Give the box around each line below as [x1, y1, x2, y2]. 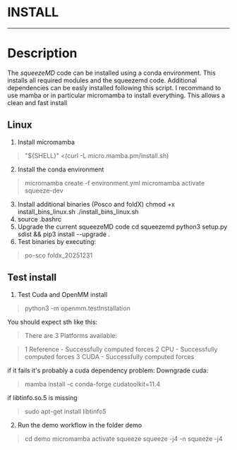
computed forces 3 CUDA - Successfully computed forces [24, 352, 195, 360]
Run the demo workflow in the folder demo [17, 420, 142, 429]
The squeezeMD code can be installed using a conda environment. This [7, 68, 217, 77]
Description [7, 45, 78, 61]
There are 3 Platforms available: [24, 331, 118, 339]
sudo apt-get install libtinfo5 [24, 407, 107, 415]
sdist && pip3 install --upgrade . [17, 230, 111, 238]
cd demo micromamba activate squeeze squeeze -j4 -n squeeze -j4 [24, 434, 223, 443]
